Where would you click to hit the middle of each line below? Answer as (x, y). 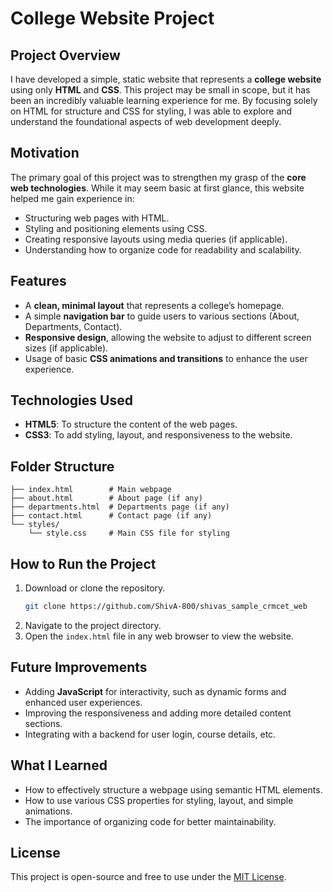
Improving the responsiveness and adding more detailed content (158, 713)
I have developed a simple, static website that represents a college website (166, 79)
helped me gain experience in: (72, 198)
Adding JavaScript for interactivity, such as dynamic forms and (155, 691)
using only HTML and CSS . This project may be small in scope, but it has (160, 90)
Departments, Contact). (73, 326)
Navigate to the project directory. (93, 625)
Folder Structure (62, 466)
